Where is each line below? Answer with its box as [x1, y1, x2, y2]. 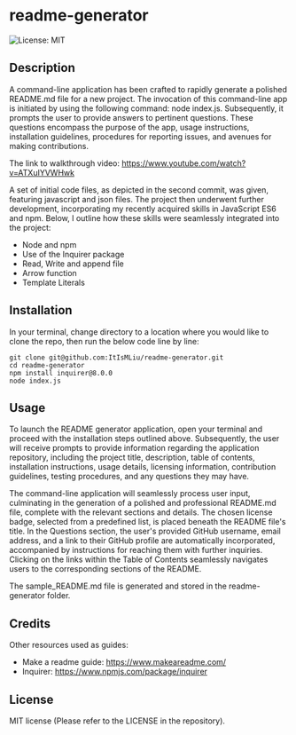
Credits [9, 616, 51, 631]
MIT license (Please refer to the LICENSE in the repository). [9, 715, 226, 726]
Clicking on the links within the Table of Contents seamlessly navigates [9, 554, 269, 565]
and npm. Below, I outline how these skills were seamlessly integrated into [9, 212, 280, 223]
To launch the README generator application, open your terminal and [9, 423, 263, 435]
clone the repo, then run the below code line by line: [9, 336, 199, 346]
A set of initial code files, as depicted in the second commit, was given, [9, 184, 269, 195]
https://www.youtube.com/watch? [121, 157, 246, 169]
